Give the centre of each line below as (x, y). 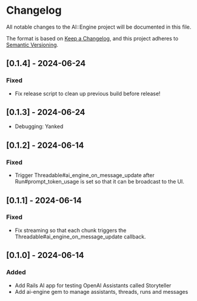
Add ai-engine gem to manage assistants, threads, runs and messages (101, 291)
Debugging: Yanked (39, 126)
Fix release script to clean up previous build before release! (87, 94)
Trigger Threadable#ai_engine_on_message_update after (85, 175)
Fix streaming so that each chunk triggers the (71, 230)
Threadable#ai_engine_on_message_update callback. (80, 237)
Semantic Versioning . (32, 45)
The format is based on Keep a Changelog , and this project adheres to (92, 38)
